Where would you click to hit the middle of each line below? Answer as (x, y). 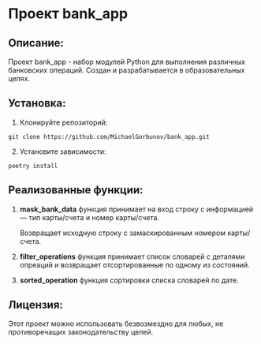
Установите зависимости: (63, 151)
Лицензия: (35, 305)
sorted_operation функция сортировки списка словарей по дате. (129, 280)
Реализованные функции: (76, 190)
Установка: (37, 103)
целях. (19, 79)
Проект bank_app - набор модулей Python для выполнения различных (127, 62)
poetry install (33, 166)
